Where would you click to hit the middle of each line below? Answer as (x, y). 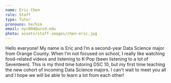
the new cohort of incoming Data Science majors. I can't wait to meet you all (86, 70)
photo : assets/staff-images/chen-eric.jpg (51, 34)
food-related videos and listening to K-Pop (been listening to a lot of (77, 59)
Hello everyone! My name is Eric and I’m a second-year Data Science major (85, 48)
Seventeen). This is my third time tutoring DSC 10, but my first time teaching (85, 64)
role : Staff (18, 15)
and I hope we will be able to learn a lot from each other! (65, 75)
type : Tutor (18, 19)
